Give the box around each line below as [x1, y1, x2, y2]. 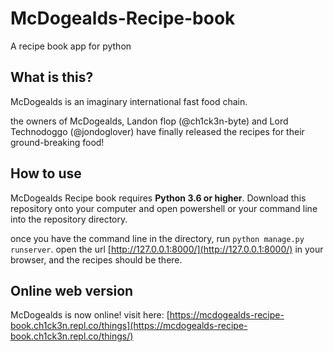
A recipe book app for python [10, 40, 132, 52]
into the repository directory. [10, 213, 128, 225]
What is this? [10, 69, 94, 86]
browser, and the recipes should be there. [10, 253, 183, 266]
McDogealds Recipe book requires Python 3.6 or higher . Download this [10, 192, 307, 204]
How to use [10, 165, 82, 182]
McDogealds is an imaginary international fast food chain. [10, 95, 248, 107]
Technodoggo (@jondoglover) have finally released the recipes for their [10, 125, 305, 137]
